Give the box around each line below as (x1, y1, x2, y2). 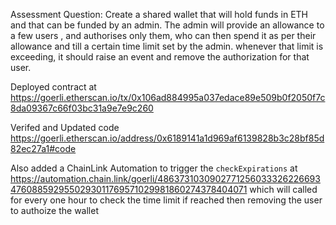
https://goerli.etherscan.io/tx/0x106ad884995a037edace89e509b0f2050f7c (10, 92, 326, 103)
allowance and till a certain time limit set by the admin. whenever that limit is (10, 40, 324, 52)
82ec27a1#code (10, 143, 77, 154)
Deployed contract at (10, 81, 97, 93)
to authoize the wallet (10, 205, 99, 216)
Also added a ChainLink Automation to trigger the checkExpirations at (10, 162, 298, 174)
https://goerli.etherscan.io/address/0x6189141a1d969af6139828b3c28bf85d (10, 132, 325, 144)
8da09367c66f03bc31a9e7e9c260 (10, 102, 154, 114)
